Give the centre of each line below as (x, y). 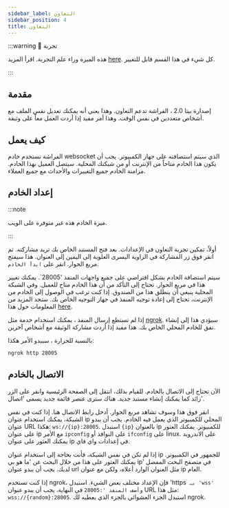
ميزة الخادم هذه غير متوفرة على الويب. (57, 222)
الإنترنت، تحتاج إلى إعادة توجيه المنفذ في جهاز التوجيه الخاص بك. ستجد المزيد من (110, 299)
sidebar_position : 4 (37, 20)
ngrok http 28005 (33, 353)
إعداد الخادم (31, 192)
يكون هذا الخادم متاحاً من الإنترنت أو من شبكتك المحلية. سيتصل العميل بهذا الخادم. (112, 163)
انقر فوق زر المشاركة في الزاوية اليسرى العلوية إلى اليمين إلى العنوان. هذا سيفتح (111, 256)
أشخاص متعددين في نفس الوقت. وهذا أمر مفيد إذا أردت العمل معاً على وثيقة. (106, 118)
